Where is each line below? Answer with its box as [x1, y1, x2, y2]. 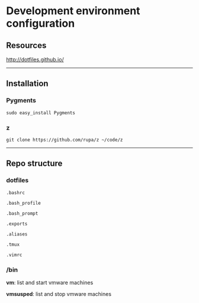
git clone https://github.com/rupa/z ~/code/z [6, 137, 123, 143]
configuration [6, 17, 75, 30]
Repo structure [6, 159, 63, 169]
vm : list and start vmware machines [6, 279, 94, 286]
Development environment [6, 4, 140, 18]
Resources [6, 40, 47, 50]
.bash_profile [6, 200, 41, 206]
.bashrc [6, 189, 25, 196]
